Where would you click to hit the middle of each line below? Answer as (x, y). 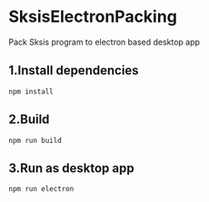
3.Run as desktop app (71, 168)
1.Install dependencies (74, 71)
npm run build (35, 140)
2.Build (29, 120)
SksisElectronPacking (93, 17)
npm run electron (41, 189)
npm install (31, 91)
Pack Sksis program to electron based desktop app (104, 42)
